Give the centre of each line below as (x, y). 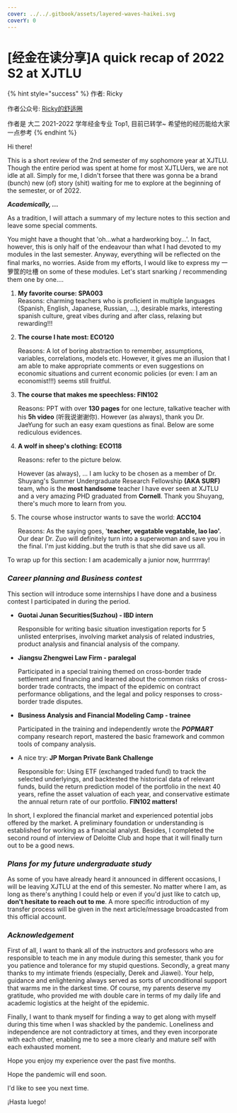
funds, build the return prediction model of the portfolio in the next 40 (119, 786)
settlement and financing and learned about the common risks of (112, 679)
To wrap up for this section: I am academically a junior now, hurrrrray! (109, 560)
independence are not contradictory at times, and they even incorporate (112, 1032)
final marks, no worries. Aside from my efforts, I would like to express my (114, 263)
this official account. (37, 917)
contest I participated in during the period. (69, 601)
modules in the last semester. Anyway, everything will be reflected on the (114, 254)
